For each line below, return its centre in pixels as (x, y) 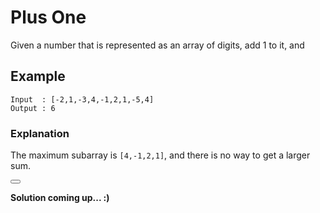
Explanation (40, 133)
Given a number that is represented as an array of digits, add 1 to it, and (157, 45)
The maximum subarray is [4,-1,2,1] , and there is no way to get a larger (160, 155)
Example (38, 76)
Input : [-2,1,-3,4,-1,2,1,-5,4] (82, 99)
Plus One (48, 17)
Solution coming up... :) (60, 198)
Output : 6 (33, 108)
